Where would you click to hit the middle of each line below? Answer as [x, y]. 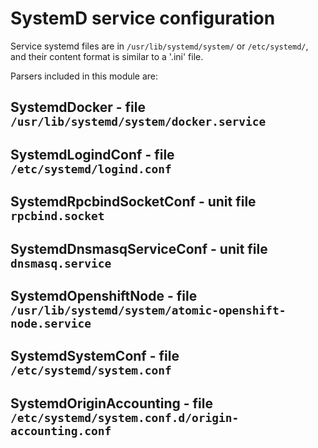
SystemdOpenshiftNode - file [104, 295]
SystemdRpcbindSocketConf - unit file [133, 202]
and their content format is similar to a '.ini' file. [107, 56]
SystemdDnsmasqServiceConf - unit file [139, 248]
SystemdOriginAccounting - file [111, 403]
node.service [51, 323]
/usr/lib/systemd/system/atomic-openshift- [148, 310]
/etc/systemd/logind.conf [91, 169]
